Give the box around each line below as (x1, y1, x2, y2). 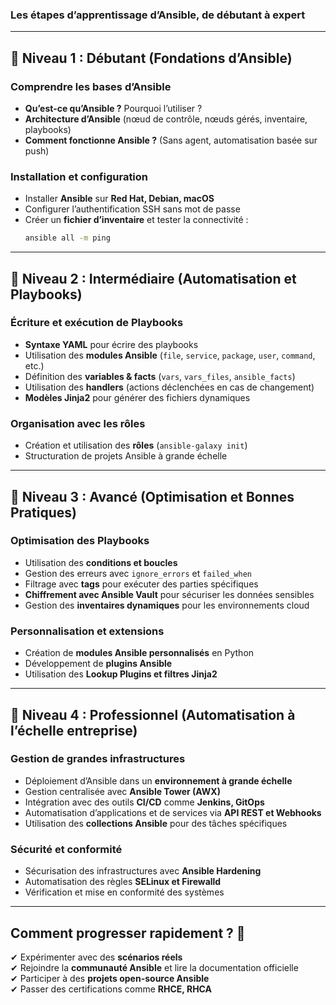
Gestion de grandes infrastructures (10, 752, 186, 766)
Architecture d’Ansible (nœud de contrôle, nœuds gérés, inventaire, (24, 113, 308, 125)
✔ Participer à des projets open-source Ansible (10, 972, 210, 984)
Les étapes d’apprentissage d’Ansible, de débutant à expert (10, 8, 306, 22)
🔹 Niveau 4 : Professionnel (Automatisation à (10, 706, 296, 723)
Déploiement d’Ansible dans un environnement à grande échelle (24, 774, 293, 787)
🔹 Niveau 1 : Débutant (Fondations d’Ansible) (10, 49, 293, 67)
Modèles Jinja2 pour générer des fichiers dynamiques (24, 391, 251, 403)
